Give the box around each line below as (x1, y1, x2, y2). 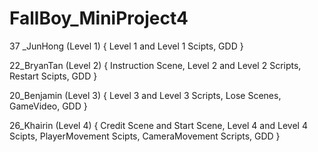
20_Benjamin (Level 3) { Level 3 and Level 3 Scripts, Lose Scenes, (9, 89, 282, 101)
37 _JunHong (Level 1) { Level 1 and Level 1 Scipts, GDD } (9, 40, 244, 52)
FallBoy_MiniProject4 (9, 7, 189, 30)
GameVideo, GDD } (9, 100, 88, 112)
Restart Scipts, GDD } (9, 70, 98, 82)
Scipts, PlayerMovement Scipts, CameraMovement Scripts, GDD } (9, 130, 281, 142)
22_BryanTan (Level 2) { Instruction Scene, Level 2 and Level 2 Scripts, (9, 59, 302, 71)
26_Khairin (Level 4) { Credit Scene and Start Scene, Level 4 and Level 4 (9, 119, 308, 131)
